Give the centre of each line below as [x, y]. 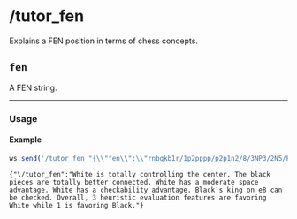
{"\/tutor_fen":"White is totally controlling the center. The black [140, 174]
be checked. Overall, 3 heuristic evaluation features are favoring [138, 197]
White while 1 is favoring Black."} [76, 205]
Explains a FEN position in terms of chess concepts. [104, 41]
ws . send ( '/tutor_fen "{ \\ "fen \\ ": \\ [76, 158]
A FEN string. [33, 87]
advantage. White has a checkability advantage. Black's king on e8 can [146, 190]
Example [26, 140]
